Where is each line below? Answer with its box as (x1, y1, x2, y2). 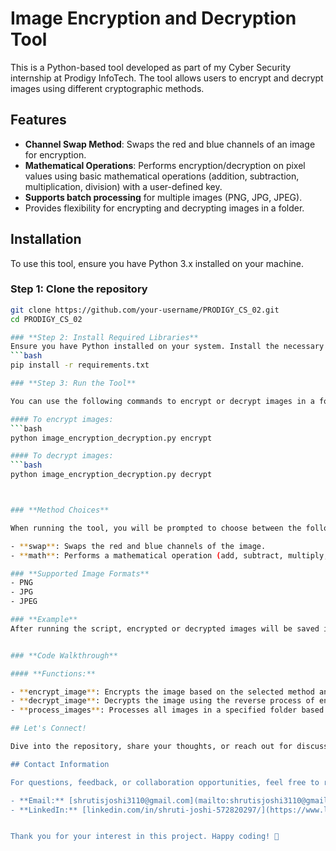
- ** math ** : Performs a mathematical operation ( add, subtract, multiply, (10, 550, 329, 561)
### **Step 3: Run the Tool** (10, 378, 137, 389)
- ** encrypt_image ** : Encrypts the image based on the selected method (10, 687, 315, 697)
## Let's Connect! (10, 723, 87, 734)
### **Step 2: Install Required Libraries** (10, 332, 199, 342)
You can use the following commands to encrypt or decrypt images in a (10, 396, 315, 406)
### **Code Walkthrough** (10, 650, 118, 661)
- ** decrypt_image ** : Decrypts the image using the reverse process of (10, 696, 315, 706)
